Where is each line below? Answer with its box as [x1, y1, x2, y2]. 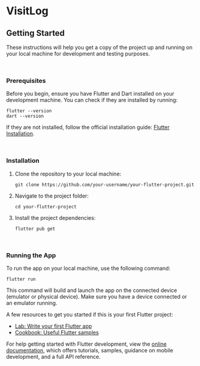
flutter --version [6, 108, 52, 114]
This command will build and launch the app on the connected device [6, 287, 177, 294]
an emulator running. [6, 299, 58, 306]
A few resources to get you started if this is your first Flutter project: [6, 310, 173, 318]
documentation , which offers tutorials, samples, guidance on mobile [6, 346, 173, 353]
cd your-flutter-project [14, 204, 77, 210]
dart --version [6, 113, 44, 119]
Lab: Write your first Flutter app [14, 322, 93, 330]
